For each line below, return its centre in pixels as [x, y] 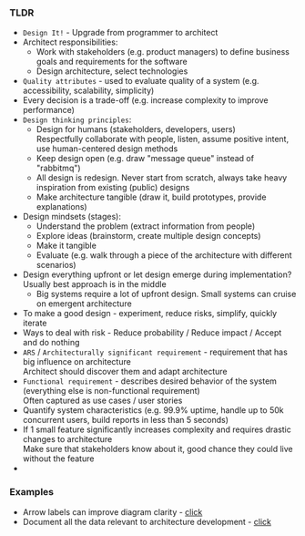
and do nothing [51, 343]
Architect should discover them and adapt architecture [125, 372]
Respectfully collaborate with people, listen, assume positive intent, [163, 139]
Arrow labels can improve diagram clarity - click [112, 511]
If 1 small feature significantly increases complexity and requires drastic [157, 429]
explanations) [62, 207]
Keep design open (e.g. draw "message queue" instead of [145, 159]
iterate [35, 323]
